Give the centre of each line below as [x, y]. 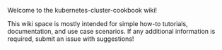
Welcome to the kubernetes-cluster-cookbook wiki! [82, 10]
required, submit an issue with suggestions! [71, 39]
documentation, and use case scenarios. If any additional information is [111, 31]
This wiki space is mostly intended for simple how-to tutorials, [98, 24]
